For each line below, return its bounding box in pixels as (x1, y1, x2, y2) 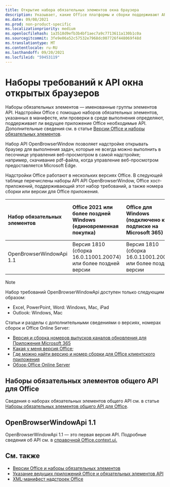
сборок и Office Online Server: (5, 325, 70, 331)
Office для (126, 204, 152, 211)
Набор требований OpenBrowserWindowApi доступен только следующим (5, 289, 164, 295)
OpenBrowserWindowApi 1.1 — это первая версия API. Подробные (5, 431, 147, 437)
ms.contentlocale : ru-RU (5, 45, 58, 50)
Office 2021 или (72, 204, 113, 211)
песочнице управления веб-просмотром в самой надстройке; (5, 152, 141, 158)
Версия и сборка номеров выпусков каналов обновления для (12, 335, 147, 341)
